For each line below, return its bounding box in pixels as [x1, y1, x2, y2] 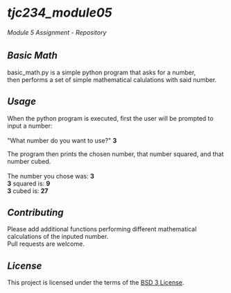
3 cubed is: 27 [7, 186, 49, 195]
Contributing [7, 207, 64, 219]
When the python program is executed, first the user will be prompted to [7, 114, 214, 122]
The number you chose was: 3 [7, 171, 95, 180]
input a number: [7, 122, 53, 130]
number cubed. [7, 157, 51, 165]
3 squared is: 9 [7, 179, 51, 187]
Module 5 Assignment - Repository [7, 28, 107, 36]
